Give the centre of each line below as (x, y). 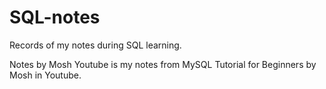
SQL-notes (55, 17)
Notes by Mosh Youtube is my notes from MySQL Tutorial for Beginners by (163, 64)
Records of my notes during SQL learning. (95, 45)
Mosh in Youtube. (45, 75)
